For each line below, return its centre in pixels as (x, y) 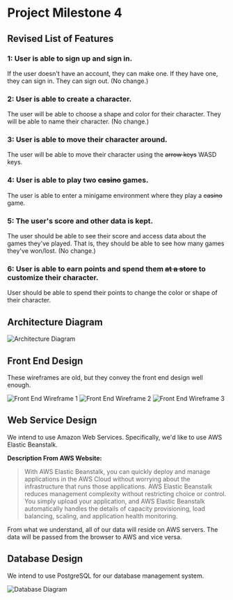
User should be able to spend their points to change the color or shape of (112, 293)
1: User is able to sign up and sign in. (70, 59)
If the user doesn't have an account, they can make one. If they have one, (113, 73)
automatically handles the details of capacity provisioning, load (114, 508)
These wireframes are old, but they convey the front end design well (105, 377)
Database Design (45, 559)
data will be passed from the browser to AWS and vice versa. (95, 537)
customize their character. (53, 277)
